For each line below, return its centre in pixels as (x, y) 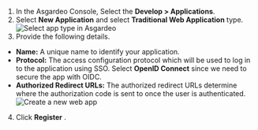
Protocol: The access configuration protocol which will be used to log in (133, 60)
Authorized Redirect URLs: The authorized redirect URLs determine (126, 85)
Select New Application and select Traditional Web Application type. (129, 20)
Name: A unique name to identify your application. (97, 52)
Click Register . (41, 117)
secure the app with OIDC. (59, 77)
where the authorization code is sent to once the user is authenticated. (131, 93)
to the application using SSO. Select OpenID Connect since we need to (131, 69)
